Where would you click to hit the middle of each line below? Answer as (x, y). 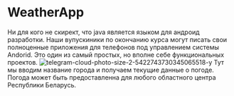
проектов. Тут (116, 62)
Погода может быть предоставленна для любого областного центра (112, 77)
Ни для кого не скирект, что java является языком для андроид (104, 32)
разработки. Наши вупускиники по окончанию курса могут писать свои (117, 39)
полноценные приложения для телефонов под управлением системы (113, 47)
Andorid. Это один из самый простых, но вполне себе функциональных (116, 55)
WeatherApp (46, 12)
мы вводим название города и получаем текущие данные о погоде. (111, 70)
